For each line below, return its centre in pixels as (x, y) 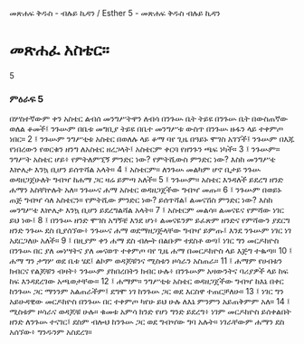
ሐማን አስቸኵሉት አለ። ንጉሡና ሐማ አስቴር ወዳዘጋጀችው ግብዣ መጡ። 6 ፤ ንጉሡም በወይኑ (146, 190)
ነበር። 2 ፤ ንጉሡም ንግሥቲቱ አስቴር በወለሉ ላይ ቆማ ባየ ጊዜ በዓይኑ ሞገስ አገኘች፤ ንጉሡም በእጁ (152, 139)
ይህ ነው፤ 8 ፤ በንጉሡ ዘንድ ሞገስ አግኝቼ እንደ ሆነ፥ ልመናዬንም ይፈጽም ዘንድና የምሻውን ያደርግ (150, 220)
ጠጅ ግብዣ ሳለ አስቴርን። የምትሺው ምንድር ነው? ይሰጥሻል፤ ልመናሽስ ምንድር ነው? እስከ (141, 200)
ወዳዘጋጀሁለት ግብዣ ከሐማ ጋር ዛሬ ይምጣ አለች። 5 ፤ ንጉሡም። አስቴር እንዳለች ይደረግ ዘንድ (147, 180)
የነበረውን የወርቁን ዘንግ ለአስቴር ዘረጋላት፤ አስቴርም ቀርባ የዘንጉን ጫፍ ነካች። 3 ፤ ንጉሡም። (145, 149)
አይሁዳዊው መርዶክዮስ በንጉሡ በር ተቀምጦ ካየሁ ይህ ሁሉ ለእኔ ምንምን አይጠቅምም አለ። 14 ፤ (150, 302)
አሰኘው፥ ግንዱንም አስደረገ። (51, 332)
